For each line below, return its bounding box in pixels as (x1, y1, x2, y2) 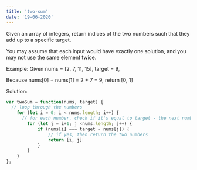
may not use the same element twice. (6, 54, 97, 61)
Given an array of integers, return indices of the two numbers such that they (6, 30, 190, 37)
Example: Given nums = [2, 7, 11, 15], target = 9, (6, 65, 120, 72)
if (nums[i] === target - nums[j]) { (37, 126, 130, 132)
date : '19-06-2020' (6, 14, 54, 20)
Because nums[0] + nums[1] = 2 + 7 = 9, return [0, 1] (6, 77, 133, 84)
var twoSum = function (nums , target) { (6, 99, 104, 105)
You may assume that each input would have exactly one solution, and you (6, 47, 186, 54)
